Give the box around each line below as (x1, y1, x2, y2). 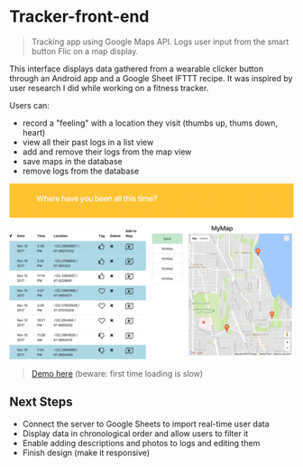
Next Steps (9, 395, 73, 410)
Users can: (9, 99, 50, 110)
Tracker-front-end (9, 6, 150, 27)
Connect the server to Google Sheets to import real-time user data (22, 418, 270, 429)
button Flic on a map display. (31, 45, 139, 56)
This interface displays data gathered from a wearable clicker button (9, 63, 264, 74)
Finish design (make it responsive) (22, 447, 151, 458)
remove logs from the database (22, 165, 140, 176)
